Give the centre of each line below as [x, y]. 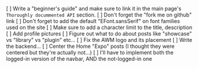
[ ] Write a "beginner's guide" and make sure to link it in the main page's [94, 9]
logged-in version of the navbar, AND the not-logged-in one [79, 59]
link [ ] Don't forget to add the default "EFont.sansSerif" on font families [93, 21]
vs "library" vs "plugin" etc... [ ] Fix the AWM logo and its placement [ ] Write [99, 40]
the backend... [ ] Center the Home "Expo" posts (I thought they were [90, 46]
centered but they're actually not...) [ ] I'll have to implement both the [90, 52]
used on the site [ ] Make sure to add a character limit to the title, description [99, 27]
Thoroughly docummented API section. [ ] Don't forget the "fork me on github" [99, 15]
